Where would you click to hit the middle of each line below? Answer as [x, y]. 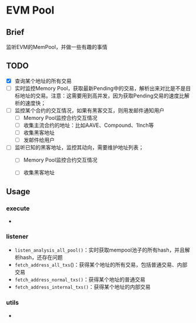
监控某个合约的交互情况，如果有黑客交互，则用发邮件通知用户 [89, 110]
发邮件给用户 [39, 140]
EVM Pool [30, 10]
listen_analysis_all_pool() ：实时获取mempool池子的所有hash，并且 [100, 250]
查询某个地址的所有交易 [43, 81]
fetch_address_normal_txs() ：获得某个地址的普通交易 [80, 280]
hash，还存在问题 [41, 257]
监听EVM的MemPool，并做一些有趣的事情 [57, 47]
